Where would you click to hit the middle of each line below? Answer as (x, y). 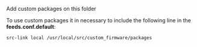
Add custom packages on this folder (51, 9)
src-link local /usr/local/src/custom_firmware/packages (79, 38)
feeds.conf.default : (31, 27)
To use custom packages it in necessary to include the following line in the (99, 20)
